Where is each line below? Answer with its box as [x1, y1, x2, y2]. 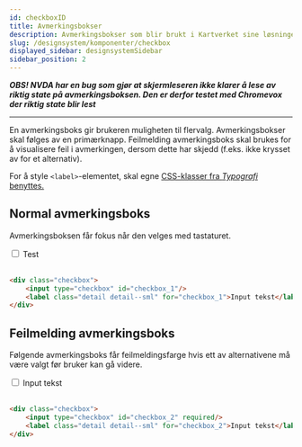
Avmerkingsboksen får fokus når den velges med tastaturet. [9, 230, 232, 241]
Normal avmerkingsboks [9, 206, 151, 221]
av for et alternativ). [9, 154, 83, 164]
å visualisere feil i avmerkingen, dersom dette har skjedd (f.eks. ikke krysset [9, 144, 290, 154]
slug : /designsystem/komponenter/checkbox [9, 38, 171, 48]
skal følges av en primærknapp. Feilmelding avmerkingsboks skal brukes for [9, 134, 292, 145]
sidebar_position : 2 [9, 55, 87, 64]
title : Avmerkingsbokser [9, 22, 102, 31]
